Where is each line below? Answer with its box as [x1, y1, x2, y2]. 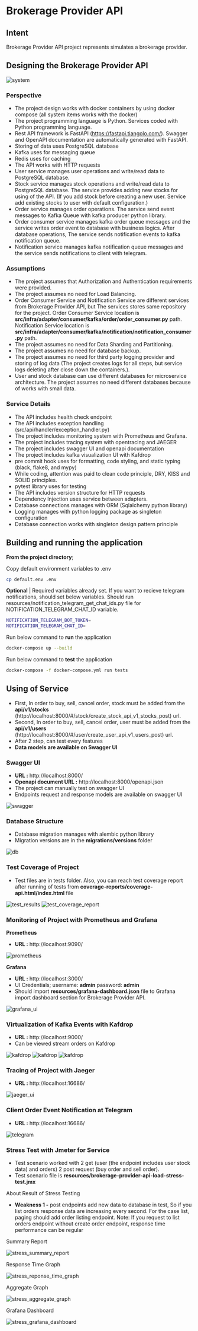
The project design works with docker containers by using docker [14, 105, 176, 112]
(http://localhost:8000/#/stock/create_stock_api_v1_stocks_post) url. [14, 712, 181, 719]
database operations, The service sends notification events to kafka [14, 231, 181, 238]
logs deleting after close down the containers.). [14, 366, 130, 373]
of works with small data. [14, 385, 76, 392]
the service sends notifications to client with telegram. [14, 250, 147, 257]
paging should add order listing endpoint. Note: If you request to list [14, 1214, 180, 1221]
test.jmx [14, 1179, 36, 1186]
